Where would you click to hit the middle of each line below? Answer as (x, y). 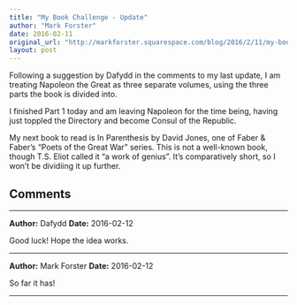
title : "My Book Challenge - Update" (79, 17)
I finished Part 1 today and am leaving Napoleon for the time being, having (144, 111)
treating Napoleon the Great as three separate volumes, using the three (139, 85)
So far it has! (32, 283)
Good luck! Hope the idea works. (69, 240)
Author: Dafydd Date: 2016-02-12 (72, 223)
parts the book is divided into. (63, 95)
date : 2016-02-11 (41, 34)
